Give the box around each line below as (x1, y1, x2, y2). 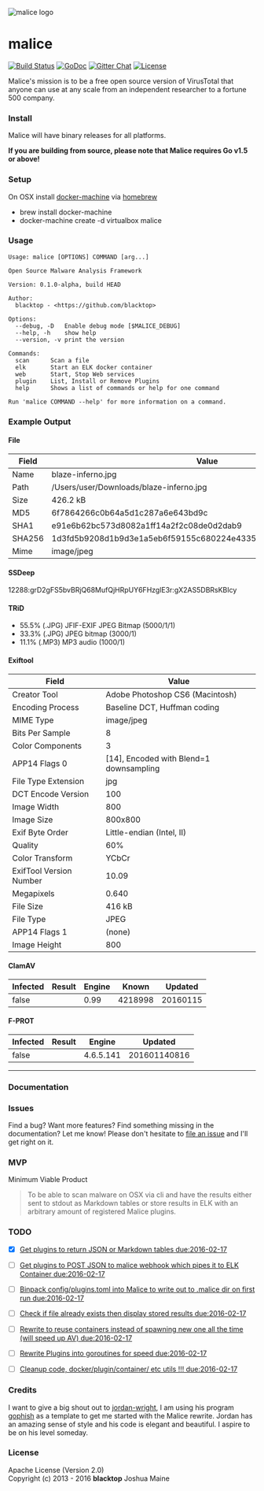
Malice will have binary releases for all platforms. (8, 131, 167, 140)
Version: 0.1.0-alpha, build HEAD (8, 281, 122, 288)
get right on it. (8, 1137, 54, 1147)
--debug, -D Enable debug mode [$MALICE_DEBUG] (15, 322, 181, 330)
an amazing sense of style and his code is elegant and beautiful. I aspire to (8, 1419, 251, 1429)
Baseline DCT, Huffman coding (105, 701, 220, 712)
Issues (8, 1102, 35, 1114)
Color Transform (12, 852, 73, 863)
